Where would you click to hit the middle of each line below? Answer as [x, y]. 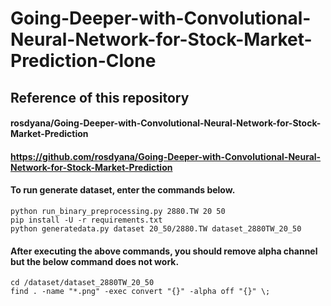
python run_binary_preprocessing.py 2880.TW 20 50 [118, 211]
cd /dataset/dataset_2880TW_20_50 [82, 283]
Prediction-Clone [83, 61]
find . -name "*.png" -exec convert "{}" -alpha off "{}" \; [140, 292]
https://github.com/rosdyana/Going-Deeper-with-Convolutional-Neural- [166, 156]
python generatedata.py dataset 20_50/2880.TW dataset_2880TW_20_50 [156, 228]
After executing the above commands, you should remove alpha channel [164, 251]
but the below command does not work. [95, 261]
